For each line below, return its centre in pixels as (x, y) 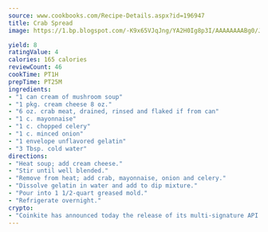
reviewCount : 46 (35, 67)
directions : (28, 156)
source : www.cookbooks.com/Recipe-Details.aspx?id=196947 (106, 16)
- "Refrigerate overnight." (55, 200)
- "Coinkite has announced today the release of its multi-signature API (134, 215)
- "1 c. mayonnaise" (43, 119)
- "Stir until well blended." (59, 171)
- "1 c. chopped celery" (49, 127)
